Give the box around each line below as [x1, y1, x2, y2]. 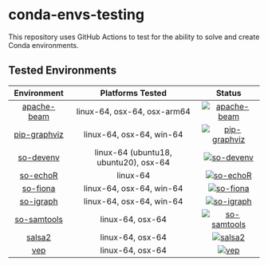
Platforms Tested [100, 87, 167, 98]
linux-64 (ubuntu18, [94, 146, 173, 157]
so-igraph [19, 196, 58, 207]
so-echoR [19, 169, 58, 181]
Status [215, 87, 242, 98]
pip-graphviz [14, 129, 64, 140]
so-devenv [18, 152, 60, 163]
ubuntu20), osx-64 [97, 157, 170, 168]
